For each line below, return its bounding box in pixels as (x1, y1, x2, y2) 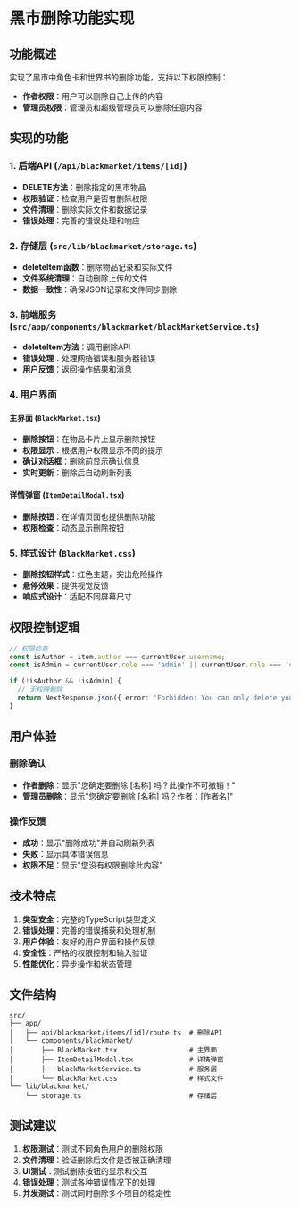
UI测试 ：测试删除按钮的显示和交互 (21, 1166, 148, 1177)
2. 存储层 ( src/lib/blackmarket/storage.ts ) (9, 239, 197, 252)
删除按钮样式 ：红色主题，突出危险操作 (21, 568, 163, 579)
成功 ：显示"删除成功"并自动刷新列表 (21, 837, 155, 848)
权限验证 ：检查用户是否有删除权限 (21, 193, 148, 204)
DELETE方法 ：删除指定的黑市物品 (21, 181, 146, 192)
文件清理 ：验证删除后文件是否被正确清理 (21, 1154, 171, 1166)
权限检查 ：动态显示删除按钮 (21, 522, 125, 532)
